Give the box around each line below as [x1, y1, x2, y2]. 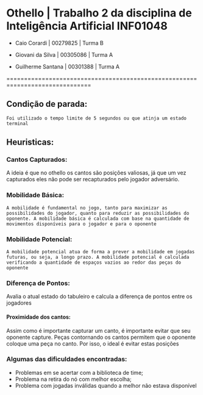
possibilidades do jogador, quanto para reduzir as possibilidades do [6, 210, 190, 216]
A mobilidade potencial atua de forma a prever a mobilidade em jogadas [6, 249, 195, 255]
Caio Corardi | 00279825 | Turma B [15, 39, 104, 46]
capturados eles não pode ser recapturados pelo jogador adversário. [6, 176, 180, 183]
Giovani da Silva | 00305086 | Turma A [15, 51, 113, 58]
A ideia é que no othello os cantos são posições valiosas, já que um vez [6, 169, 187, 176]
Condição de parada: [6, 99, 88, 109]
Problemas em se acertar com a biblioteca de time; [15, 369, 143, 376]
